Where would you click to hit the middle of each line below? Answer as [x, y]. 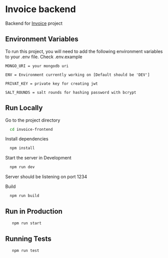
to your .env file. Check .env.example [44, 57]
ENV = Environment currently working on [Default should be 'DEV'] [78, 75]
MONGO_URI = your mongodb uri [37, 66]
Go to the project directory [33, 120]
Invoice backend [41, 9]
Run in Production [34, 211]
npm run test [25, 250]
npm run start [27, 223]
